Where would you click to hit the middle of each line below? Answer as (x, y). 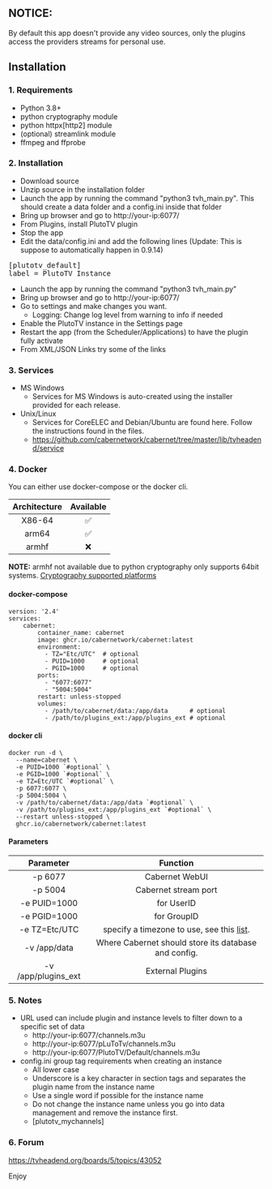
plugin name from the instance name (93, 1087)
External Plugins (176, 971)
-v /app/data (49, 948)
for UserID (176, 903)
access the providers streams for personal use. (87, 41)
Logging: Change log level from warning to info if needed (127, 315)
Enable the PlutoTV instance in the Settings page (102, 323)
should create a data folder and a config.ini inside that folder (121, 207)
